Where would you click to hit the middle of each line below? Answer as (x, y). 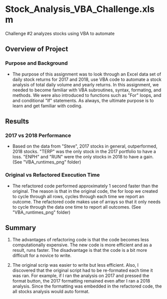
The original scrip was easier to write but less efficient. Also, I (76, 265)
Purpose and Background (37, 63)
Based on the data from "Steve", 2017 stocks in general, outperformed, (85, 146)
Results (17, 121)
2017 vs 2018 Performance (38, 135)
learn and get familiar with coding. (47, 106)
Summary (21, 228)
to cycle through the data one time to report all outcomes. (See (77, 207)
